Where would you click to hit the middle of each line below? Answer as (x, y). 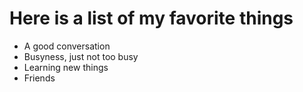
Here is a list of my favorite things (151, 18)
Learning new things (66, 67)
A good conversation (67, 46)
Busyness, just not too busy (81, 56)
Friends (39, 78)
